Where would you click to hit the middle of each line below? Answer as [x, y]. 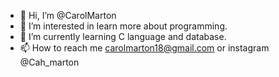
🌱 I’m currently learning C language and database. [123, 36]
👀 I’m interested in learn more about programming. [123, 26]
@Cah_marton [49, 62]
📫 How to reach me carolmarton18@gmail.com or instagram [144, 48]
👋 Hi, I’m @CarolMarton [68, 15]
